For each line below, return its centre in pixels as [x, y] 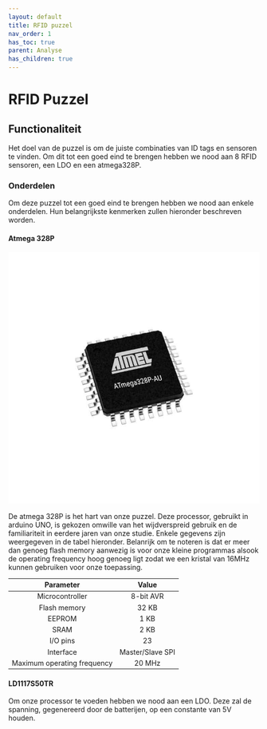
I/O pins [62, 641]
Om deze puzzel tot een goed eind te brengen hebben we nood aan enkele [131, 203]
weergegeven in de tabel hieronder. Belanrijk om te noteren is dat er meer [129, 541]
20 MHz [147, 663]
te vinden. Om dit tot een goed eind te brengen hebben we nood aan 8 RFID [133, 156]
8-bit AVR [147, 596]
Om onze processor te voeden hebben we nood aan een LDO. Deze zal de [130, 701]
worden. [22, 220]
